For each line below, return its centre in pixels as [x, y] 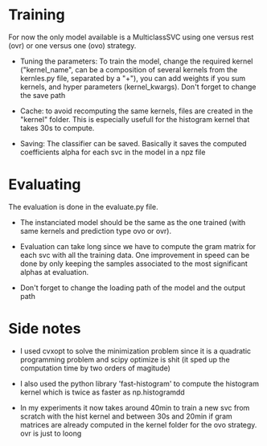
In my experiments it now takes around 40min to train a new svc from [135, 407]
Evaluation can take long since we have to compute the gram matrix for [138, 246]
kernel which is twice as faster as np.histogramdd [102, 392]
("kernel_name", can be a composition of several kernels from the [129, 69]
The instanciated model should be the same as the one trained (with [133, 222]
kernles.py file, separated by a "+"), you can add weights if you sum [133, 78]
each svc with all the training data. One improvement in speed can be [135, 255]
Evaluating [45, 184]
